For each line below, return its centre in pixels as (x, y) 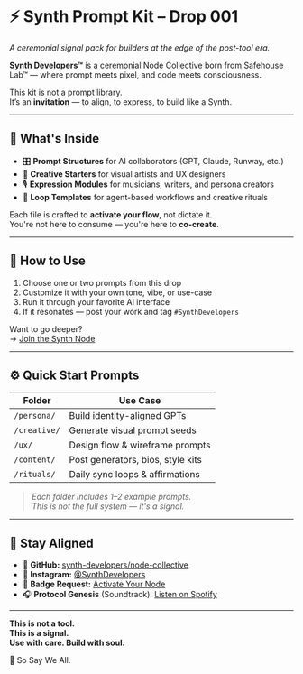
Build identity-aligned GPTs (128, 416)
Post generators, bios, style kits (136, 460)
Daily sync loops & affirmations (134, 475)
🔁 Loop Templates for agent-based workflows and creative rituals (145, 197)
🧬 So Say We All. (40, 660)
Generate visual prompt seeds (133, 430)
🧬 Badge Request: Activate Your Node (94, 584)
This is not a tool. (42, 623)
